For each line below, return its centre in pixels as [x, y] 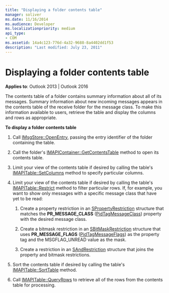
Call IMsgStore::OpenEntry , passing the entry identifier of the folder [82, 137]
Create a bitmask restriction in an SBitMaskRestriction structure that [90, 229]
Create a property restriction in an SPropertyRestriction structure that [92, 208]
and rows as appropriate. [31, 118]
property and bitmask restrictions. [55, 255]
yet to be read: [28, 198]
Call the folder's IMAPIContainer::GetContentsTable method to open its [86, 152]
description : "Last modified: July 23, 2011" [54, 47]
